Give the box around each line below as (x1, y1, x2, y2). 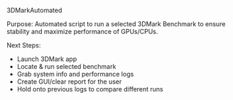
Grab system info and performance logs (16, 70, 134, 78)
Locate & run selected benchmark (16, 62, 116, 70)
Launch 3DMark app (16, 55, 77, 63)
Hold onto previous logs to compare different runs (16, 85, 164, 93)
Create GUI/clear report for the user (16, 77, 122, 86)
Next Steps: (6, 41, 41, 49)
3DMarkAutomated (6, 6, 63, 14)
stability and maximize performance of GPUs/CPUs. (6, 28, 158, 35)
